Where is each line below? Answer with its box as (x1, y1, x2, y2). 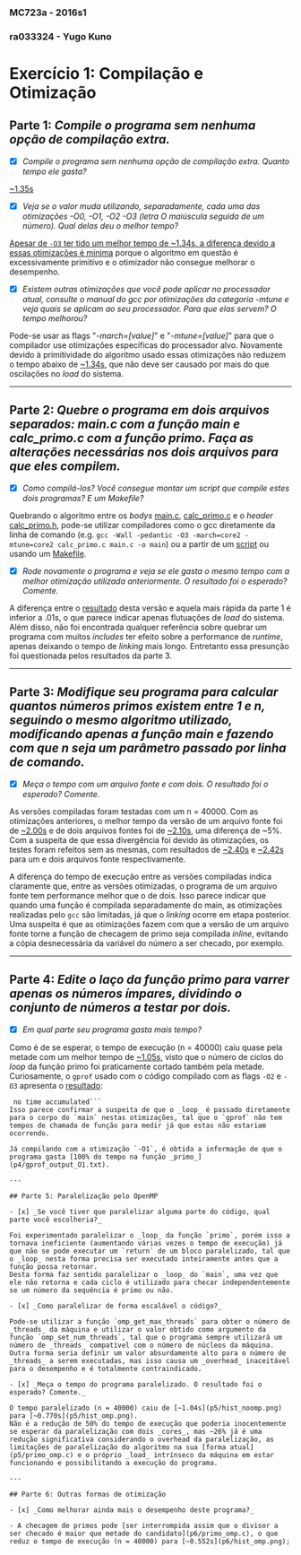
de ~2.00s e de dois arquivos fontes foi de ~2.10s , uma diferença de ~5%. (9, 825, 282, 836)
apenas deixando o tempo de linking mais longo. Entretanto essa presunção (9, 640, 289, 651)
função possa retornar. (9, 1262, 99, 1271)
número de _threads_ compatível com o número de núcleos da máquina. (9, 1341, 275, 1350)
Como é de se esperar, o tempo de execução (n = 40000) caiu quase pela (9, 1042, 283, 1053)
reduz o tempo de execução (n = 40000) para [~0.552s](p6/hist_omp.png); (9, 1536, 291, 1546)
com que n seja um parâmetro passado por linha (9, 741, 287, 756)
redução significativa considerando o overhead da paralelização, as (9, 1435, 275, 1444)
